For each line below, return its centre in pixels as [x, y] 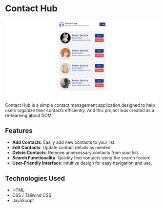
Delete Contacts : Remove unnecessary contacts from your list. [76, 153]
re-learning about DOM [29, 115]
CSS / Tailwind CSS [32, 195]
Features [19, 131]
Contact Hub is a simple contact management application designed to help [80, 105]
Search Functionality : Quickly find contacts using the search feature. [82, 158]
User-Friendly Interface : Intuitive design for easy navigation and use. [82, 163]
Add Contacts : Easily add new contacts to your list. [64, 142]
